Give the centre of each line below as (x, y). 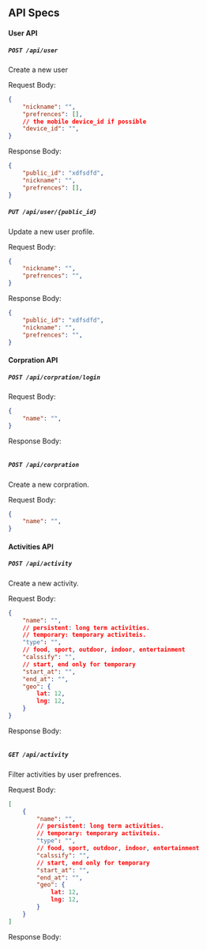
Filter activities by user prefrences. (65, 774)
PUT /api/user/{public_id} (53, 213)
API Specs (34, 13)
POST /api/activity (40, 564)
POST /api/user (33, 51)
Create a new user (38, 70)
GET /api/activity (38, 755)
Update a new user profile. (51, 232)
